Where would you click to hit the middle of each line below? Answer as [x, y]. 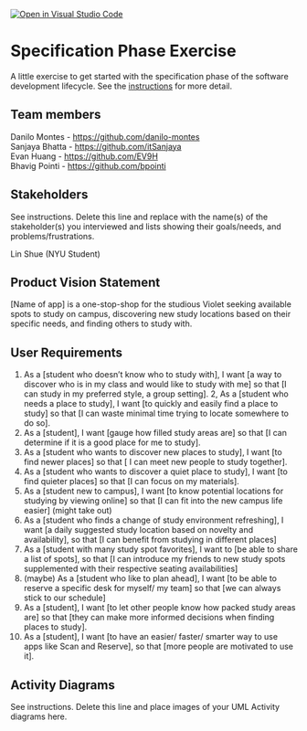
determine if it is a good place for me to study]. [112, 442]
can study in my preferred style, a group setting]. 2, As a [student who [156, 394]
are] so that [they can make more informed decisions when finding [149, 618]
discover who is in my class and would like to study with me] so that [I [155, 385]
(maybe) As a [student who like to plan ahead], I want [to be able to [150, 578]
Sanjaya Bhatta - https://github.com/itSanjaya [96, 146]
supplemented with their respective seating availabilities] [131, 569]
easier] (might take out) [68, 511]
